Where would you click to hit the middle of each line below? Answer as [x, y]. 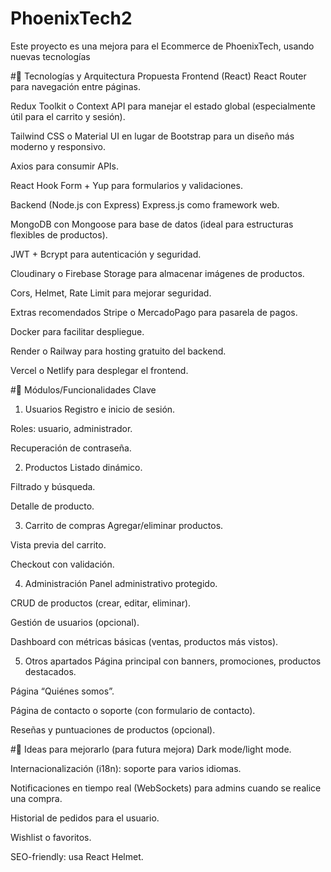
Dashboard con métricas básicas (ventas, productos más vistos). [144, 641]
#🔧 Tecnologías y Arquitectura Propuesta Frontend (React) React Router [158, 76]
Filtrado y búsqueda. [53, 486]
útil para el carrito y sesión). [68, 116]
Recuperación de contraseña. [71, 448]
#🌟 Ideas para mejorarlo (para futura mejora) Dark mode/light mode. [151, 749]
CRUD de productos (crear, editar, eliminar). [101, 603]
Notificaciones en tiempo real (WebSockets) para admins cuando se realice [166, 788]
